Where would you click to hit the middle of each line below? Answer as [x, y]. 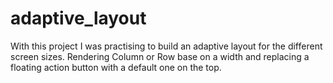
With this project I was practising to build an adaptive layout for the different [166, 46]
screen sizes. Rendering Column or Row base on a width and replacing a [160, 56]
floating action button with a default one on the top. [116, 67]
